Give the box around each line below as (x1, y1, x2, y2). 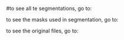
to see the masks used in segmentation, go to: (6, 16, 119, 23)
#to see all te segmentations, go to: (6, 5, 92, 12)
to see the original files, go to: (6, 27, 79, 34)
